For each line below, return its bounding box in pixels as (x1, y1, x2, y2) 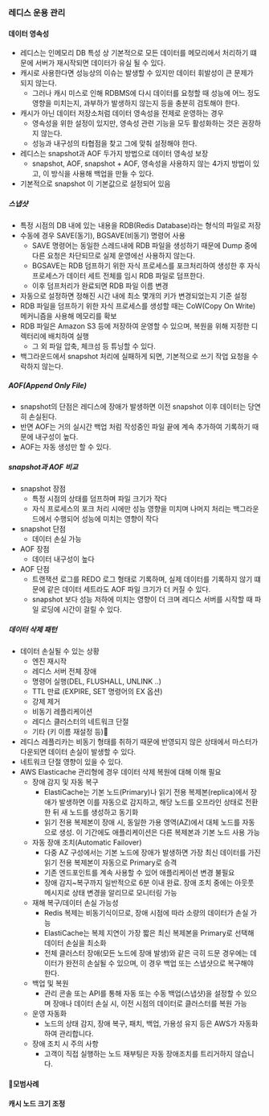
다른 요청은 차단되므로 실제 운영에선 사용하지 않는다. (31, 251, 195, 261)
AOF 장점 (19, 544, 50, 554)
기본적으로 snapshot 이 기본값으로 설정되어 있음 (19, 179, 171, 188)
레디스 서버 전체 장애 (31, 667, 97, 676)
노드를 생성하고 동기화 (69, 808, 139, 816)
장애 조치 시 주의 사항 (31, 1039, 99, 1048)
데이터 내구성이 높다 (31, 554, 95, 564)
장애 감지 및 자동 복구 (31, 777, 99, 787)
